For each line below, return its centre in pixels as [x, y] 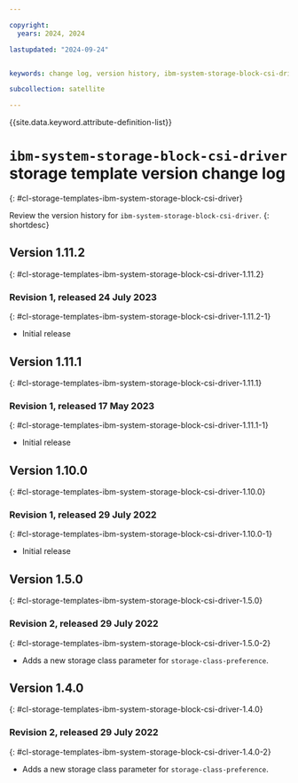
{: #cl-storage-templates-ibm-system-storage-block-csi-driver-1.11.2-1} [140, 317]
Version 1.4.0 [47, 688]
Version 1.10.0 [49, 470]
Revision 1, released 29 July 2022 [83, 515]
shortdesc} [29, 225]
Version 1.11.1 [46, 362]
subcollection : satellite [57, 90]
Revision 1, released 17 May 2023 [82, 406]
